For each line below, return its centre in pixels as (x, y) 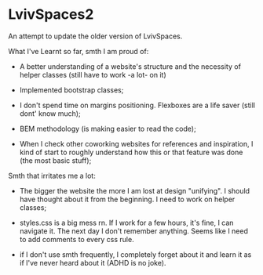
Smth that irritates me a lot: (52, 175)
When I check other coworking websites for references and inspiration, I (136, 143)
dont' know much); (50, 113)
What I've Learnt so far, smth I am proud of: (79, 51)
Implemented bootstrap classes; (71, 90)
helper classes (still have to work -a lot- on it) (93, 74)
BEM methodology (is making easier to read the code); (108, 128)
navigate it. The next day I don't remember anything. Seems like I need (134, 231)
